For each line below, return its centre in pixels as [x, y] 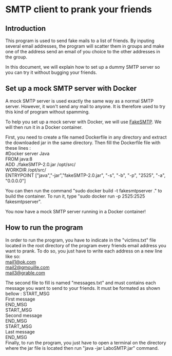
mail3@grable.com [25, 272]
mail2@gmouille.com [27, 267]
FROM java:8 [19, 159]
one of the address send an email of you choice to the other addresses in [83, 52]
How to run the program [44, 228]
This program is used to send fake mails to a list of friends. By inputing [80, 41]
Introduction [26, 28]
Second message [24, 315]
